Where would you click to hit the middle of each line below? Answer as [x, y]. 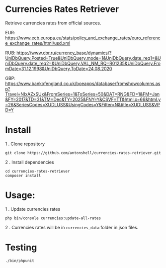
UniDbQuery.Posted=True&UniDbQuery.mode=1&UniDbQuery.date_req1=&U [83, 58]
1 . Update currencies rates [33, 209]
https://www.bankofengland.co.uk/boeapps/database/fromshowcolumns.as [83, 84]
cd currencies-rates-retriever [38, 171]
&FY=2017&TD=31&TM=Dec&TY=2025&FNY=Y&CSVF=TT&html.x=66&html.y [83, 99]
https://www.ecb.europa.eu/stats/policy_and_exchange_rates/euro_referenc [83, 38]
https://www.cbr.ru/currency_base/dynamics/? [64, 53]
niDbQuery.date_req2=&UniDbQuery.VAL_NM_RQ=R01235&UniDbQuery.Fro [83, 63]
